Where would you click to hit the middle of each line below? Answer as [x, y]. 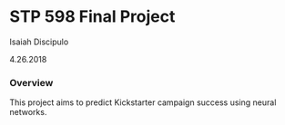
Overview [31, 82]
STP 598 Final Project [92, 17]
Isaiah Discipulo [39, 42]
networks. [28, 112]
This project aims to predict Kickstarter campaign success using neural [143, 102]
